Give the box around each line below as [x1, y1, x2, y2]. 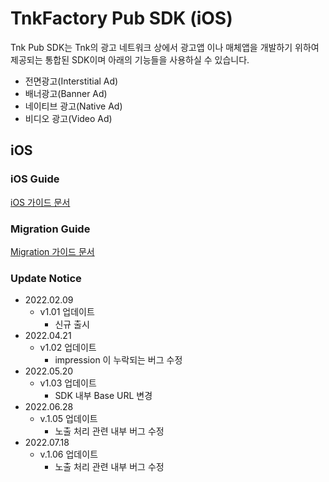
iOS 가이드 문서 [10, 196, 71, 208]
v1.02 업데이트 [39, 342, 97, 354]
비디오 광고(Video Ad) [24, 112, 113, 124]
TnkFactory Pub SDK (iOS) [10, 7, 233, 30]
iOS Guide [10, 172, 60, 186]
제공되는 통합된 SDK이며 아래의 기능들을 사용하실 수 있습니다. [10, 53, 250, 66]
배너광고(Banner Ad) [24, 87, 108, 99]
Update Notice [10, 271, 82, 285]
